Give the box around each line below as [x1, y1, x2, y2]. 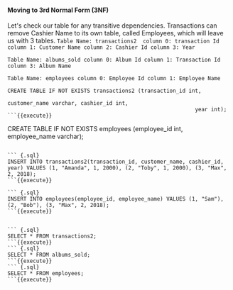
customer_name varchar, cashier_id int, [7, 100, 129, 107]
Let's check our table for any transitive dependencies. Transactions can [7, 21, 218, 30]
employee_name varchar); [7, 132, 84, 141]
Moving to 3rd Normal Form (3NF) [7, 6, 109, 14]
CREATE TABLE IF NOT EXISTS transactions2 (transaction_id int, [7, 87, 202, 95]
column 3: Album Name [7, 62, 72, 70]
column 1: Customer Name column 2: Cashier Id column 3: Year [7, 44, 195, 51]
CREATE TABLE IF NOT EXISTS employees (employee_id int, [7, 125, 183, 133]
